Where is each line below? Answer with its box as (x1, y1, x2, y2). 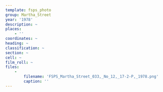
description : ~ (5, 21, 38, 27)
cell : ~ (5, 55, 22, 60)
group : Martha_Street (5, 12, 52, 17)
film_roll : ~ (5, 60, 33, 65)
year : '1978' (5, 17, 33, 22)
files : (5, 64, 19, 70)
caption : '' (24, 79, 50, 84)
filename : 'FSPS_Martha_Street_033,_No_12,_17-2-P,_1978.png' (24, 74, 159, 79)
